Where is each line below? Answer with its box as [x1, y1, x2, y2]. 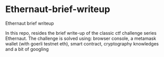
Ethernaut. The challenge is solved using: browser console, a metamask [5, 35, 156, 41]
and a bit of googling [5, 46, 49, 52]
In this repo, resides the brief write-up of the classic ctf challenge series [5, 30, 157, 36]
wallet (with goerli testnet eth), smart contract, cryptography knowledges [5, 40, 159, 46]
